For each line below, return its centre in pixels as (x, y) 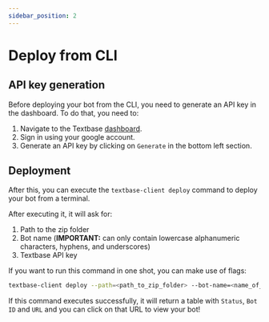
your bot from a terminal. (49, 198)
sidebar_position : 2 (43, 16)
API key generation (57, 85)
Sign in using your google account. (77, 137)
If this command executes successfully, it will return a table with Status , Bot (133, 301)
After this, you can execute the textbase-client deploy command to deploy (133, 190)
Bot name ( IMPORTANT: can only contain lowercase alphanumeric (130, 238)
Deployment (40, 171)
